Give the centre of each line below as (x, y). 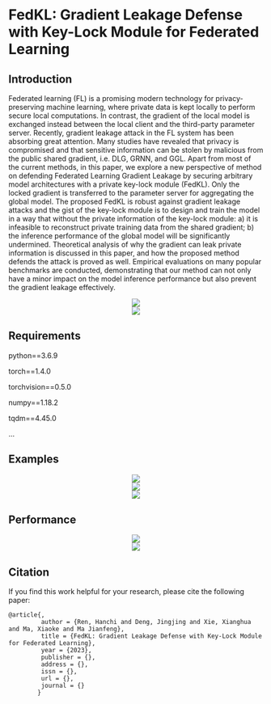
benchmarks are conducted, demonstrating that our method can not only (130, 270)
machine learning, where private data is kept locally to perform (150, 107)
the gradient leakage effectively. (62, 287)
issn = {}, (59, 672)
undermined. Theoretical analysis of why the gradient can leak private (125, 245)
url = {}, (57, 679)
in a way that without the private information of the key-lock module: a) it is (133, 219)
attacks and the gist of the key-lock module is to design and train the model (134, 210)
